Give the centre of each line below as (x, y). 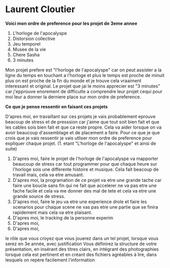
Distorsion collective (34, 39)
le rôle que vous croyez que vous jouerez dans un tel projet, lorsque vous (82, 238)
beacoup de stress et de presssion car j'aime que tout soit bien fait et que (82, 122)
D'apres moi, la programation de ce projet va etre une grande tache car (87, 180)
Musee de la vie (29, 49)
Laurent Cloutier (40, 9)
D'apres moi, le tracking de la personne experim (63, 218)
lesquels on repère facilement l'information (50, 260)
